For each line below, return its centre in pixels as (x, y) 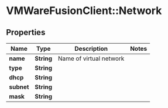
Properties (26, 32)
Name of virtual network (91, 58)
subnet (19, 87)
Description (91, 49)
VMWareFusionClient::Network (84, 11)
